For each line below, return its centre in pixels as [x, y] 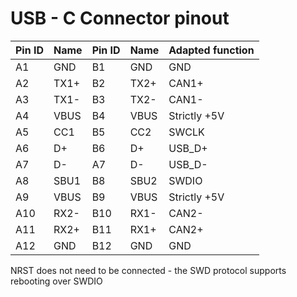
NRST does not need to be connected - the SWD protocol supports [148, 270]
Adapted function [211, 50]
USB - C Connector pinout [120, 18]
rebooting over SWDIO [56, 281]
